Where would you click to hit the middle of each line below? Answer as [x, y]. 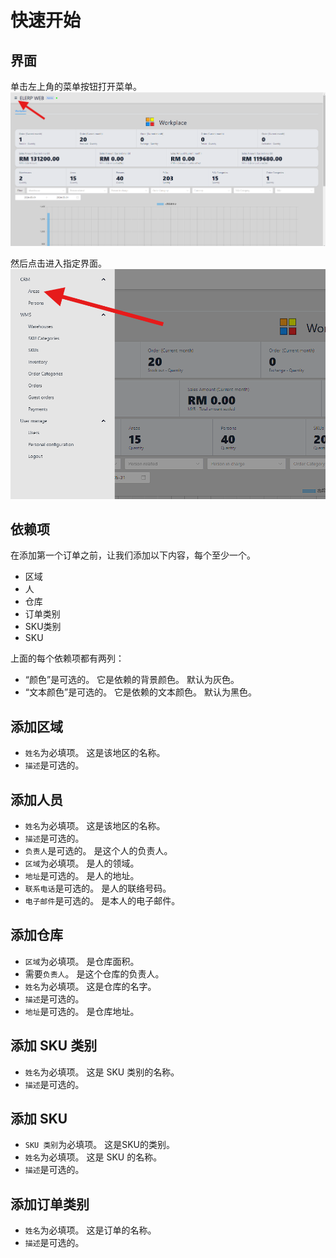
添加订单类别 [50, 1204]
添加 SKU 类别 [54, 1046]
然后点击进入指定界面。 [58, 263]
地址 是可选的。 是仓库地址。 [82, 1011]
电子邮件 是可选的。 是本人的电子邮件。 [102, 901]
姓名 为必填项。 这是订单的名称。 [90, 1230]
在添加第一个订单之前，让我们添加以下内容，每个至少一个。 [133, 555]
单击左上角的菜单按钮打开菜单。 [76, 86]
